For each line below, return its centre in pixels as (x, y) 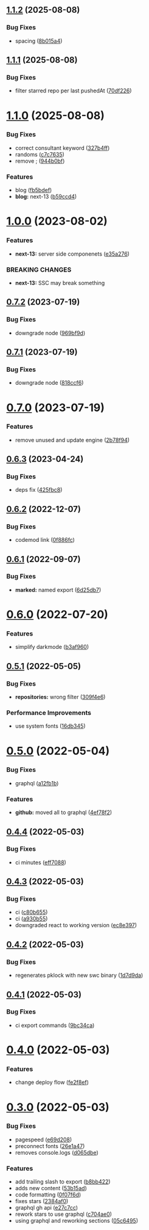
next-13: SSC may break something (60, 283)
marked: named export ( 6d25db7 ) (58, 590)
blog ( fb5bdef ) (33, 190)
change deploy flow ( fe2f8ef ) (52, 1083)
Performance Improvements (49, 713)
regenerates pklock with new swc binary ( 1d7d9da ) (79, 976)
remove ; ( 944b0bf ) (40, 161)
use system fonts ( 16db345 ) (50, 726)
